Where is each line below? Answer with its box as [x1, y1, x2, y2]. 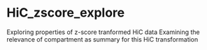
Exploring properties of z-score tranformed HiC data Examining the [6, 28, 200, 36]
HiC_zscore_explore [6, 5, 125, 21]
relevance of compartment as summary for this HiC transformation [6, 35, 199, 43]
